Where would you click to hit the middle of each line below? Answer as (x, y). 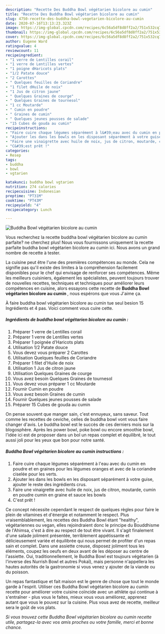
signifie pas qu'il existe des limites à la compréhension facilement (72, 268)
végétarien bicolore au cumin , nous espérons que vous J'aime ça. (73, 294)
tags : (11, 160)
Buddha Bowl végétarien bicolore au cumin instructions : (65, 451)
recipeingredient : (24, 55)
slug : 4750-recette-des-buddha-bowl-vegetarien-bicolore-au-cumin (75, 19)
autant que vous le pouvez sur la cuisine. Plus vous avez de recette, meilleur (82, 602)
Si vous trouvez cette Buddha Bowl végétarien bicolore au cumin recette (79, 617)
